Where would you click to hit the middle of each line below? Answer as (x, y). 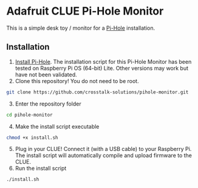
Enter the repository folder (48, 104)
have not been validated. (46, 75)
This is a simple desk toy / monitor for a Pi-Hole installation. (81, 28)
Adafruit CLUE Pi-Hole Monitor (85, 11)
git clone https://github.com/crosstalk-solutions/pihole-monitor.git (97, 92)
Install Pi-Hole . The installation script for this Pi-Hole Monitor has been (103, 61)
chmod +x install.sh (32, 138)
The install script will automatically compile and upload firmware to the (104, 155)
